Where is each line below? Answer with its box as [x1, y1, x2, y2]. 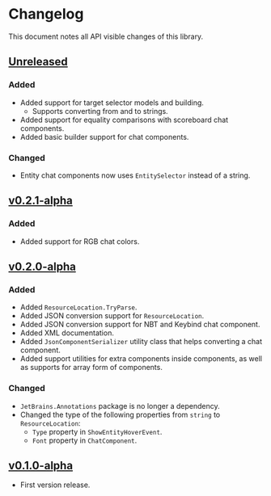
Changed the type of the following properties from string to [19, 410, 221, 419]
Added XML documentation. [19, 328, 115, 338]
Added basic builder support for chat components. [19, 132, 189, 141]
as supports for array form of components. [19, 363, 163, 372]
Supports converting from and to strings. [32, 106, 168, 116]
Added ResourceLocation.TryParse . [19, 302, 138, 312]
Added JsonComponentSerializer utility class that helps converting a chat [19, 337, 263, 347]
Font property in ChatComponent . [32, 435, 138, 445]
